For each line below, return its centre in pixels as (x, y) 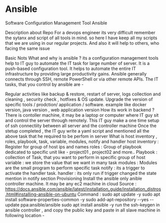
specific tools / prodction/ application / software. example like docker (76, 104)
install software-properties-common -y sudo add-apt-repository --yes (77, 199)
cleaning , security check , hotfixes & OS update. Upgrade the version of (79, 99)
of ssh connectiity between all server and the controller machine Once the (81, 126)
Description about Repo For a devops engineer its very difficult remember (80, 32)
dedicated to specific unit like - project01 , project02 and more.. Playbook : (81, 152)
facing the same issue (28, 48)
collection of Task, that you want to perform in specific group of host (75, 157)
